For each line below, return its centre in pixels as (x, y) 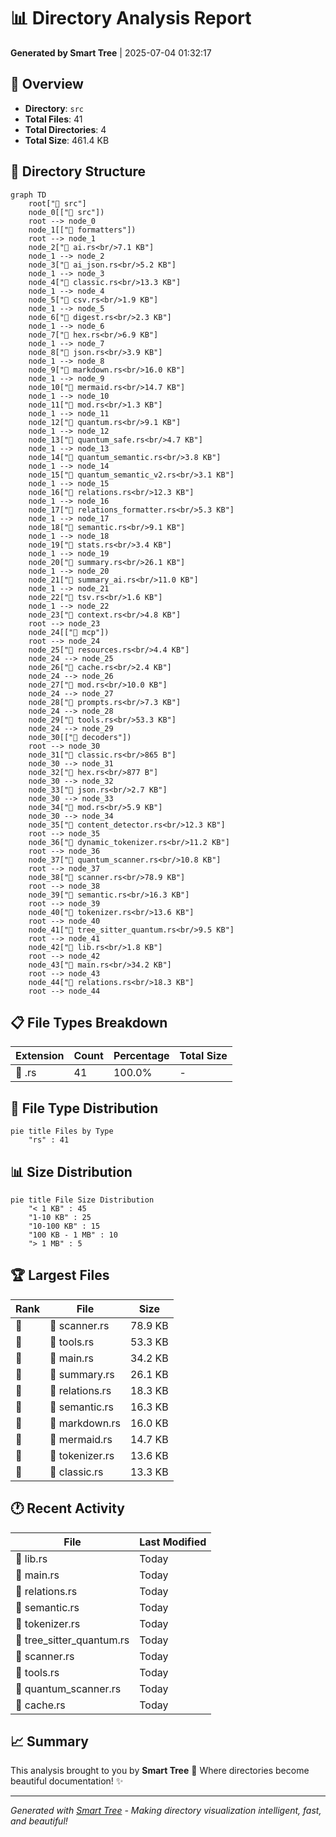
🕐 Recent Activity (67, 1508)
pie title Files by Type (62, 1131)
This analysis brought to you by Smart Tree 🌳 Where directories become (160, 1771)
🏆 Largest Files (60, 1275)
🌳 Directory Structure (78, 171)
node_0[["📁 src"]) (66, 212)
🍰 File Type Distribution (84, 1108)
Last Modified (173, 1542)
